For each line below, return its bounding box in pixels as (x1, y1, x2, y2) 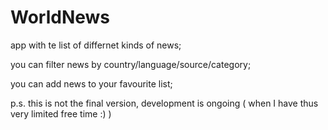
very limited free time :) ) (10, 107, 112, 120)
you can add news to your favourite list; (10, 77, 173, 90)
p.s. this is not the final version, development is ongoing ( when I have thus (10, 97, 319, 109)
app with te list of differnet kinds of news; (10, 39, 182, 51)
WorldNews (10, 6, 111, 29)
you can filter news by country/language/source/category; (10, 58, 252, 70)
